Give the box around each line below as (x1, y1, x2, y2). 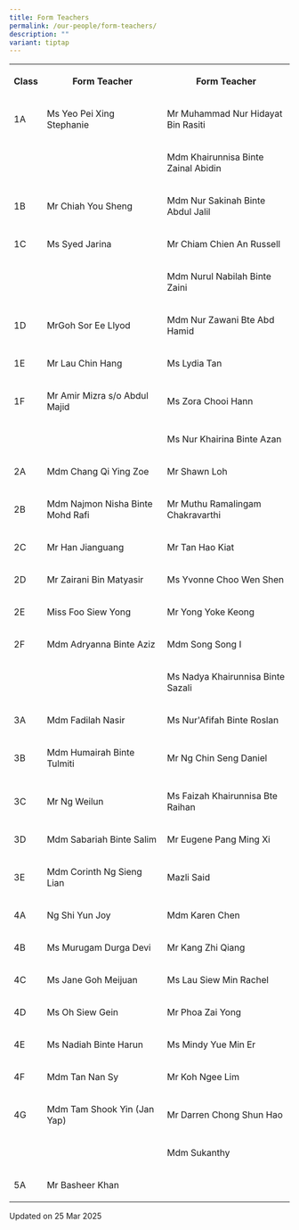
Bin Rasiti (166, 119, 206, 131)
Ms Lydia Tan (166, 358, 222, 370)
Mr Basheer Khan (46, 1179, 120, 1192)
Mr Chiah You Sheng (46, 200, 133, 212)
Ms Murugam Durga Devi (46, 942, 151, 954)
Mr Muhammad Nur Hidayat (166, 108, 283, 120)
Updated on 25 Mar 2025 (9, 1210, 102, 1222)
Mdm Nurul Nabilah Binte (166, 270, 271, 283)
